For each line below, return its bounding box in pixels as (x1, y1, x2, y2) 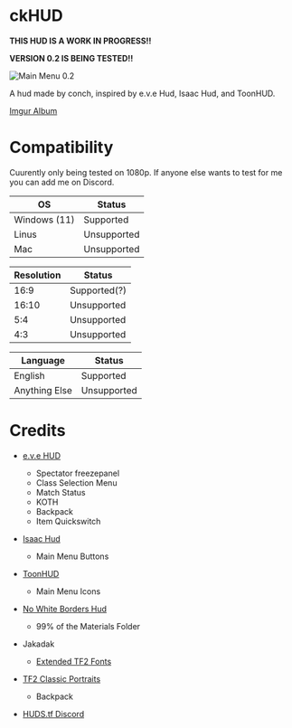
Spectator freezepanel (35, 468, 120, 478)
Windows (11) (14, 213, 75, 226)
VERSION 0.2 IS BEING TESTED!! (9, 52, 134, 63)
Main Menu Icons (35, 585, 101, 597)
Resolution (14, 269, 61, 281)
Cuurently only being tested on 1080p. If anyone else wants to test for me (9, 166, 283, 177)
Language (21, 354, 66, 366)
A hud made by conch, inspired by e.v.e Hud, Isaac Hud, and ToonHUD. (9, 88, 276, 99)
